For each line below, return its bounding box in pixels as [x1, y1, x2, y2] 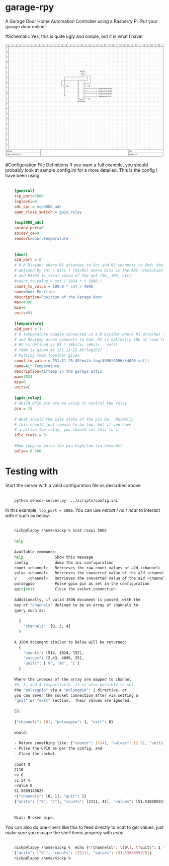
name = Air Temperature [14, 363, 59, 369]
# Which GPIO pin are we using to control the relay [14, 401, 127, 406]
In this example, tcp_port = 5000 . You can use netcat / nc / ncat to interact [5, 507, 160, 513]
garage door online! [5, 23, 46, 29]
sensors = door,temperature [14, 236, 69, 241]
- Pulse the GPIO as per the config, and [14, 746, 102, 751]
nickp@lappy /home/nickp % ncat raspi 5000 [14, 528, 107, 533]
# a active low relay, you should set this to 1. [14, 427, 121, 432]
